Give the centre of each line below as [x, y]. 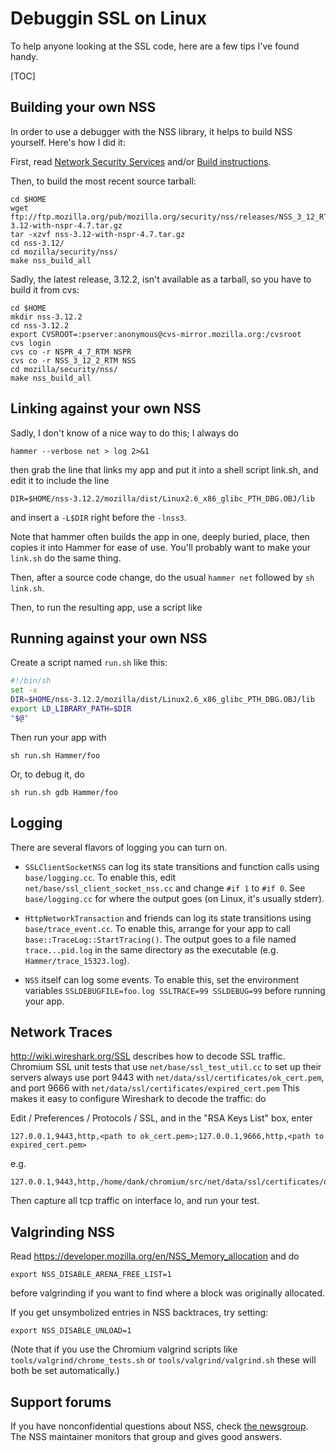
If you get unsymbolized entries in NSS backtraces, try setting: [139, 1313]
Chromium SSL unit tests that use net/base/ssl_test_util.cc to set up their [166, 1067]
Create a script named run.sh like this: [89, 663]
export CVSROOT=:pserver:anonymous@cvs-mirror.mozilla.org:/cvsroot [156, 334]
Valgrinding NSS [62, 1232]
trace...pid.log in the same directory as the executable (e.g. [151, 949]
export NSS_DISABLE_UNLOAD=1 [71, 1331]
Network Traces [61, 1032]
